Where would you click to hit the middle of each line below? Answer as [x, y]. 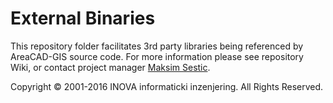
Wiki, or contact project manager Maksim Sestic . [110, 67]
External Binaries [83, 18]
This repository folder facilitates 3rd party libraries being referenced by [157, 46]
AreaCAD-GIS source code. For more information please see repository [157, 56]
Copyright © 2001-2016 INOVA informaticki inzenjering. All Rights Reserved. [167, 86]
